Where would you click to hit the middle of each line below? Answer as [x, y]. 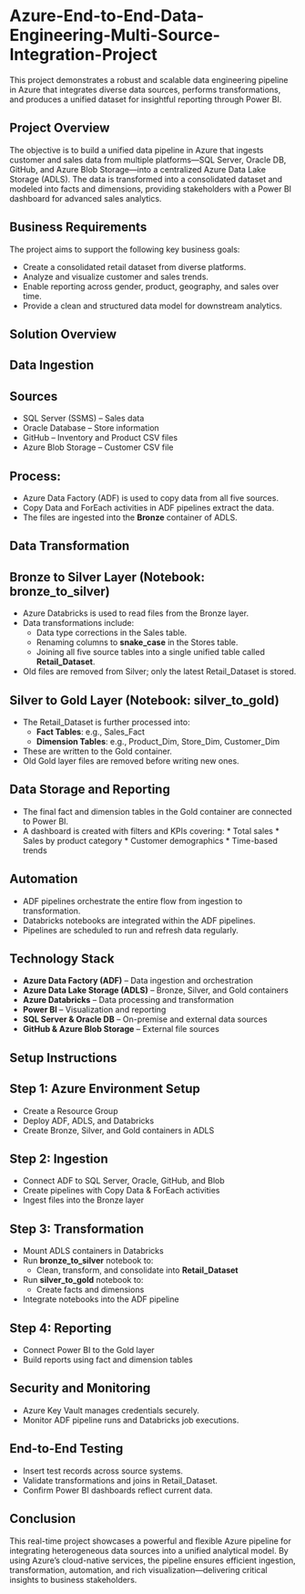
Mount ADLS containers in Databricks [93, 1251]
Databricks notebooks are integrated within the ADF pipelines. [139, 920]
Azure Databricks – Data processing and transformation [128, 1000]
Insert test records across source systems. [103, 1471]
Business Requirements [78, 228]
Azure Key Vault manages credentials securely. [111, 1410]
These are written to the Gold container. [97, 751]
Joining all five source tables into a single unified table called [151, 652]
